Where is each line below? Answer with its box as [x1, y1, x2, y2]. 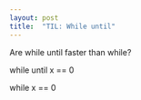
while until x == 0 [9, 65, 75, 75]
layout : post [9, 13, 59, 23]
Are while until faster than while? [9, 46, 132, 57]
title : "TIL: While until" [9, 22, 116, 31]
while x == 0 [9, 82, 56, 93]
